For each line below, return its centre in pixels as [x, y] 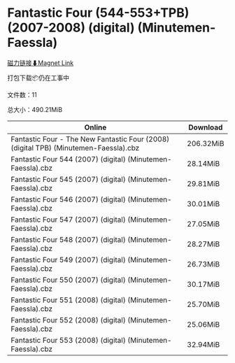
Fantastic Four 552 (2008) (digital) [68, 320]
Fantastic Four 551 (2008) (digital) [68, 300]
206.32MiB [206, 143]
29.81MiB [204, 183]
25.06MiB [204, 325]
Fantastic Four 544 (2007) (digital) [68, 159]
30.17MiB [204, 284]
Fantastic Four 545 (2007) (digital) [68, 179]
